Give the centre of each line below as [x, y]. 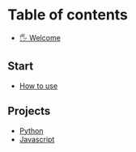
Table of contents [68, 15]
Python [31, 130]
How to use [38, 86]
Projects [29, 111]
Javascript [37, 139]
